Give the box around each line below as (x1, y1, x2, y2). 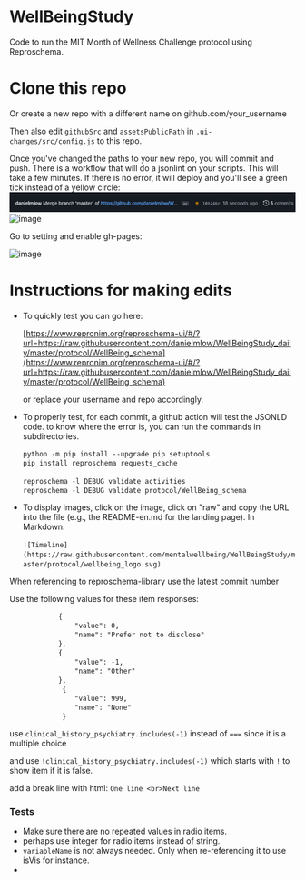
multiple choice (9, 737, 67, 748)
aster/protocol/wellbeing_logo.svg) (22, 559, 162, 569)
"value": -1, (74, 657, 124, 666)
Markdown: (22, 521, 65, 532)
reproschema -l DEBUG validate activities (22, 476, 186, 486)
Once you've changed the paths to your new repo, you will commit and (9, 153, 274, 164)
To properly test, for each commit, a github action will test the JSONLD (22, 411, 288, 422)
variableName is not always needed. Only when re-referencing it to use (22, 846, 287, 856)
